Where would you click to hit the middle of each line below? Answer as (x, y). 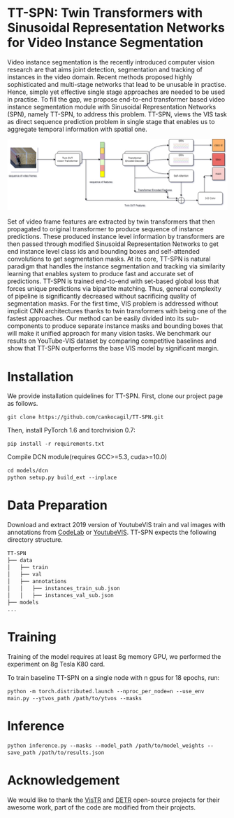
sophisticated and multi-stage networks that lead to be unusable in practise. (117, 84)
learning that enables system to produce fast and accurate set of (101, 274)
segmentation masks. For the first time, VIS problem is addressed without (113, 304)
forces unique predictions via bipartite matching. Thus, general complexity (114, 289)
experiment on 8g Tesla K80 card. (56, 664)
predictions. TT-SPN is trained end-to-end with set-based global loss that (113, 281)
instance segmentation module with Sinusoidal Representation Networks (112, 107)
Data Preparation (58, 505)
